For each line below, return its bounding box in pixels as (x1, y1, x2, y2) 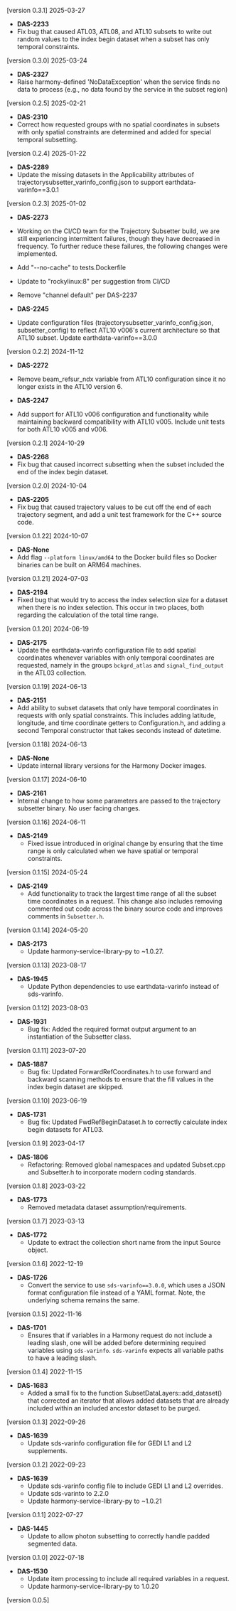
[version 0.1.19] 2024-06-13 (6, 683, 87, 690)
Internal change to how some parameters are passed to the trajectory (16, 796, 221, 805)
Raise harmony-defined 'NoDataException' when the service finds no (16, 77, 220, 86)
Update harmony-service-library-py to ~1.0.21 (27, 1497, 162, 1505)
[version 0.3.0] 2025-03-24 (6, 56, 88, 65)
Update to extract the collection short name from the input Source (27, 1238, 221, 1246)
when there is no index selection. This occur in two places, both (16, 604, 204, 611)
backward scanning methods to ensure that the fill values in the (27, 1075, 214, 1083)
